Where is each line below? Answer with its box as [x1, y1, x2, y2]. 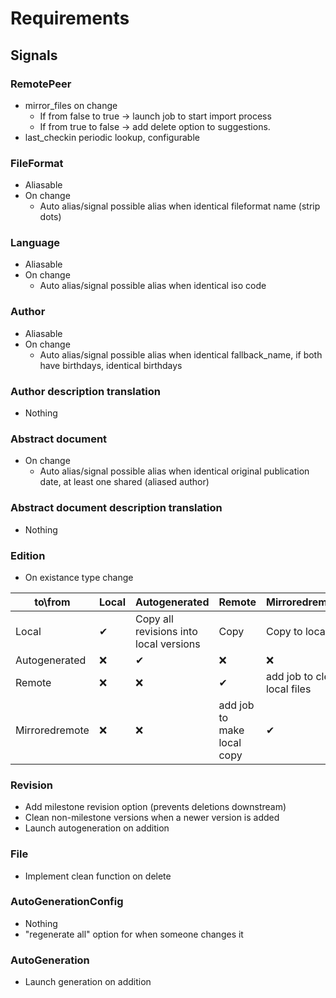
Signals [10, 47, 58, 64]
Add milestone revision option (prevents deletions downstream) [24, 801, 287, 813]
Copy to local [265, 624, 328, 638]
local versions [135, 637, 201, 651]
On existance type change [24, 571, 134, 583]
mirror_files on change [24, 99, 118, 111]
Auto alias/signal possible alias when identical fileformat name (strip [39, 200, 321, 212]
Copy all [135, 612, 174, 626]
